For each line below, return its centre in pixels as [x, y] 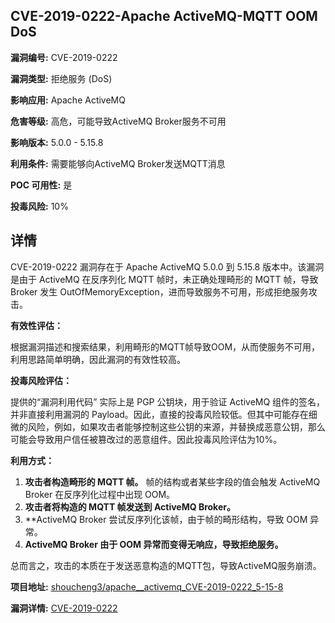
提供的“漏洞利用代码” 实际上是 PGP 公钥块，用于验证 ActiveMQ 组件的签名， [168, 401]
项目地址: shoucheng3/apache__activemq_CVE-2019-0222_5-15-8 [147, 586]
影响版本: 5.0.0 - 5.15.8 [57, 142]
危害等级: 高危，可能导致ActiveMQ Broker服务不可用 [118, 121]
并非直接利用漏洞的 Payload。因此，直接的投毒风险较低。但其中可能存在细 [164, 414]
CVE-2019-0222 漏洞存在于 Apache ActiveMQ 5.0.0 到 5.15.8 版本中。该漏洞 [167, 266]
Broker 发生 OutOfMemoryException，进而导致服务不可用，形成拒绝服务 [159, 291]
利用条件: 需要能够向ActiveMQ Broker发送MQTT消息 [118, 163]
